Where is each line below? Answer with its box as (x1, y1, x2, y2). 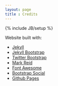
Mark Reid (12, 60, 33, 65)
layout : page (5, 7, 31, 12)
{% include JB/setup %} (5, 25, 53, 31)
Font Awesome (12, 64, 42, 71)
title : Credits (5, 12, 38, 17)
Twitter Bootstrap (12, 54, 47, 60)
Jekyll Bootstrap (12, 49, 45, 55)
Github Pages (12, 75, 40, 81)
